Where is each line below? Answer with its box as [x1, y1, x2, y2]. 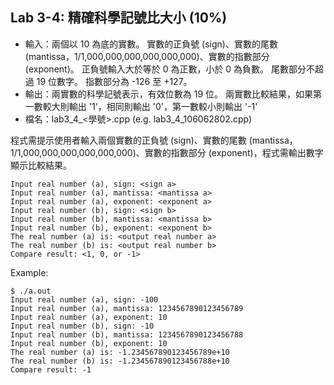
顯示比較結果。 [10, 159, 72, 171]
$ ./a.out [10, 286, 52, 296]
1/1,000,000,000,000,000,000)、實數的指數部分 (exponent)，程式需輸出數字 [10, 146, 324, 158]
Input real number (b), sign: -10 [10, 321, 155, 331]
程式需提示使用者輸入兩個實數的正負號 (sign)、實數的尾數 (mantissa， [10, 134, 298, 146]
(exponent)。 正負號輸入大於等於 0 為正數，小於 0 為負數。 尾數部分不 [24, 63, 316, 75]
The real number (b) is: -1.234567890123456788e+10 [10, 356, 230, 366]
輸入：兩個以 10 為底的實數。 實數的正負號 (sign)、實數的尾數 [24, 38, 278, 50]
